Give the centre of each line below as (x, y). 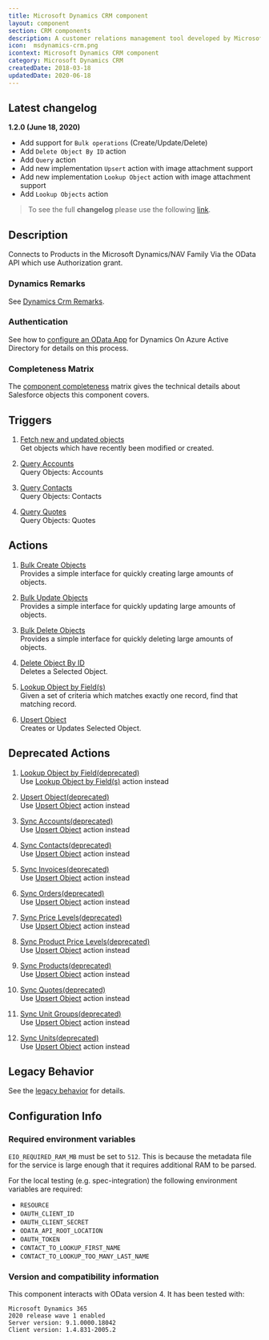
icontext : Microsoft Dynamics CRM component (84, 53)
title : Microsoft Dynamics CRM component (78, 16)
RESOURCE (34, 1206)
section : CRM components (50, 31)
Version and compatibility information (84, 1277)
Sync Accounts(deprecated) (66, 821)
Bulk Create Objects (53, 565)
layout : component (39, 23)
